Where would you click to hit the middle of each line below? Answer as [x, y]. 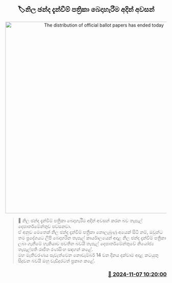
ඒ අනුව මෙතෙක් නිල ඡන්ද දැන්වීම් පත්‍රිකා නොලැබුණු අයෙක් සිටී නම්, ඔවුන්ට [90, 232]
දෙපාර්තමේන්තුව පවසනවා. [45, 226]
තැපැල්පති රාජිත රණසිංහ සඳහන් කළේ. [55, 249]
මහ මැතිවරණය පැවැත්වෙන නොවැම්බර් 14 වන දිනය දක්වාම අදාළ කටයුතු [88, 255]
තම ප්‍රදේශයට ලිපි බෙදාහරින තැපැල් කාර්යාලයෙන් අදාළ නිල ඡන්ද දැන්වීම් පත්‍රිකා [92, 238]
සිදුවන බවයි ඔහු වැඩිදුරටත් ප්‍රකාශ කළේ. [57, 261]
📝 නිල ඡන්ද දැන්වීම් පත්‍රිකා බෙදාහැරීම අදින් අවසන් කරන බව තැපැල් [80, 220]
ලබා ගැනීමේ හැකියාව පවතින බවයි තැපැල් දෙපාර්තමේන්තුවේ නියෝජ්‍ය [86, 243]
